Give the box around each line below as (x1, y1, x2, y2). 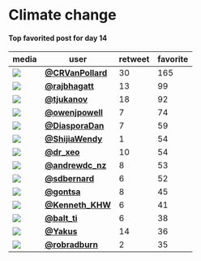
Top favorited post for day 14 (8, 33, 108, 42)
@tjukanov (44, 94, 88, 105)
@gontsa (44, 186, 81, 198)
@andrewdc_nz (44, 160, 107, 172)
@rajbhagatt (44, 80, 95, 92)
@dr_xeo (44, 146, 80, 158)
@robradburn (44, 239, 99, 250)
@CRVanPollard (44, 67, 108, 79)
